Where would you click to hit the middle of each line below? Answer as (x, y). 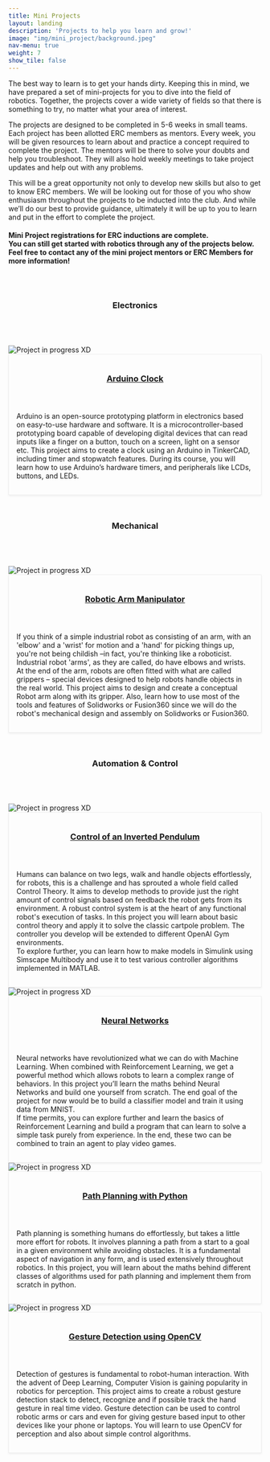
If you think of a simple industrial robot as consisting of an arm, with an (134, 637)
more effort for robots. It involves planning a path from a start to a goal (133, 1242)
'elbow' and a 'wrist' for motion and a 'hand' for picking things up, (125, 645)
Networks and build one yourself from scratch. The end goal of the (127, 1092)
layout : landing (35, 23)
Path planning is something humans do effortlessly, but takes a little (128, 1233)
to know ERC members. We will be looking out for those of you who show (130, 191)
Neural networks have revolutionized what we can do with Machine (127, 1058)
